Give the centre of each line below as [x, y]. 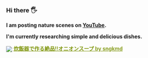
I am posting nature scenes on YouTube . [56, 25]
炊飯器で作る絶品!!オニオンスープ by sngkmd [68, 49]
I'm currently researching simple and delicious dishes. [74, 37]
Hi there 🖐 [22, 10]
